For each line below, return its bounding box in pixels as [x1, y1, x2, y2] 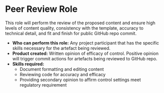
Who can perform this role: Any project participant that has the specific [12, 40, 160, 46]
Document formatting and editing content [19, 66, 104, 72]
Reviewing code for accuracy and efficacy [19, 71, 106, 77]
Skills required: [12, 61, 44, 67]
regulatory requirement [19, 82, 67, 88]
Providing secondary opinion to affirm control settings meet [19, 77, 141, 83]
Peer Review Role [5, 3, 78, 15]
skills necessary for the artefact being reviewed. [12, 45, 111, 51]
